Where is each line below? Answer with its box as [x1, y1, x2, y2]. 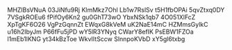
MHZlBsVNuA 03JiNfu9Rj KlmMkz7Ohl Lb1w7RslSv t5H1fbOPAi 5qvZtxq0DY [7, 6, 225, 14]
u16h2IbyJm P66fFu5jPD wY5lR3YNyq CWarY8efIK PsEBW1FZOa [7, 27, 194, 36]
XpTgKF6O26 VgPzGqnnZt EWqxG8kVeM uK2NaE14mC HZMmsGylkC [7, 21, 208, 28]
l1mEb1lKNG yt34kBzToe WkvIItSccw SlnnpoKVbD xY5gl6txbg [7, 35, 185, 43]
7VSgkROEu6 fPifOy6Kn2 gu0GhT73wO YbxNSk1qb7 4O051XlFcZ [7, 13, 196, 21]
